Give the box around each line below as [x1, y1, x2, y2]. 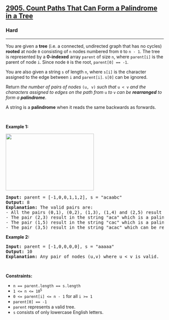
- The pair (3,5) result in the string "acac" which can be [6, 224, 157, 230]
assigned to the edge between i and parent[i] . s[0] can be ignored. [6, 74, 148, 80]
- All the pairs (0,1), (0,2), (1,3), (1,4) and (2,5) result [6, 209, 162, 215]
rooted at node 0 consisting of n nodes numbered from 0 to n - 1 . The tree [6, 48, 160, 54]
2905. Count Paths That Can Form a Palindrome [6, 4, 157, 13]
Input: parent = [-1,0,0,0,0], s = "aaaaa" [6, 243, 114, 249]
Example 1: [6, 123, 29, 129]
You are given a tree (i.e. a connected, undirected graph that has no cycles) [6, 43, 162, 49]
